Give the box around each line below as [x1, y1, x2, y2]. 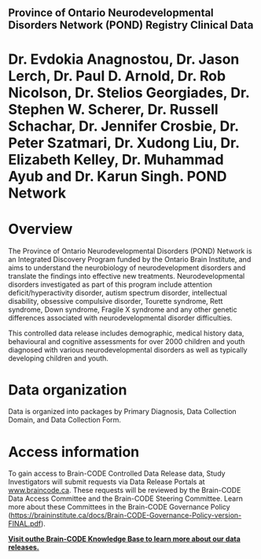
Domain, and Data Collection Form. [8, 415, 122, 424]
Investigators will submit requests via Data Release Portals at [8, 477, 206, 487]
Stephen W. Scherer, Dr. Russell [8, 100, 219, 118]
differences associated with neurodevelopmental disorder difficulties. [8, 313, 233, 322]
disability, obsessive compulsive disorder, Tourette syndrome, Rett [8, 296, 223, 305]
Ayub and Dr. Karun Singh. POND [8, 167, 227, 185]
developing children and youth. [8, 354, 108, 363]
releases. [8, 542, 39, 552]
